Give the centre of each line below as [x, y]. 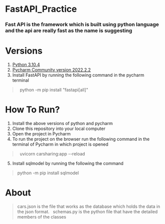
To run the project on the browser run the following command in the [81, 139]
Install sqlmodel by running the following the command [68, 163]
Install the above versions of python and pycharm [63, 123]
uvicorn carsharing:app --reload [52, 154]
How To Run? [33, 110]
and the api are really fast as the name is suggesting [69, 31]
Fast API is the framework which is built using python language [82, 25]
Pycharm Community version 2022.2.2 [51, 70]
